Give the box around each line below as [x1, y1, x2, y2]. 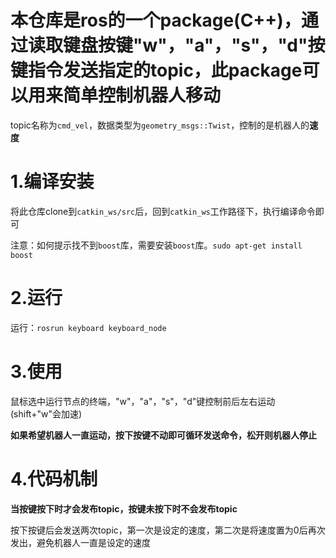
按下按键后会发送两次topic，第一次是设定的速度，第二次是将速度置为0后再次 [10, 524, 326, 536]
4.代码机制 [10, 467, 98, 490]
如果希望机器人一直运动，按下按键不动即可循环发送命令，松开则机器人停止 [10, 429, 317, 441]
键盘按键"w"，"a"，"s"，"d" [63, 34, 308, 57]
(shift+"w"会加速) [10, 407, 83, 420]
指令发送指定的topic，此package [28, 59, 303, 82]
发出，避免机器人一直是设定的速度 [10, 536, 151, 548]
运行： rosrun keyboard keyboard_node [10, 321, 167, 333]
